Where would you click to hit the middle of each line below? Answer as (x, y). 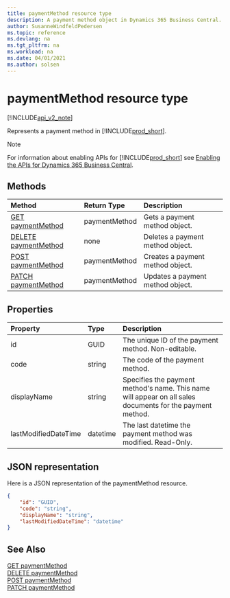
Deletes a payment (174, 237)
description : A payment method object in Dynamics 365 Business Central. (115, 20)
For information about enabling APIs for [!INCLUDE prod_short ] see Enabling (114, 157)
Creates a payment (174, 257)
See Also (26, 549)
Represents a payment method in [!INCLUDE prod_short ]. (87, 130)
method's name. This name (166, 389)
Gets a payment (169, 217)
